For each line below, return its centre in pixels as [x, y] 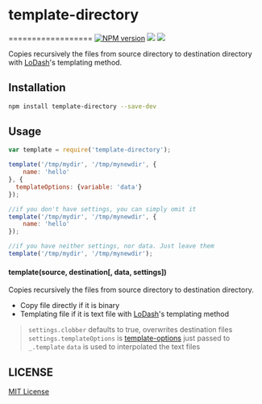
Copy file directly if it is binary [70, 306]
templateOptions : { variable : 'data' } [79, 187]
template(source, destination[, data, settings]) [87, 272]
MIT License [29, 391]
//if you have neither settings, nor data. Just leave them [112, 246]
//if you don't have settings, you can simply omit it [102, 209]
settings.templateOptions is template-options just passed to [129, 338]
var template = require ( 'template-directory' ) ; [90, 150]
